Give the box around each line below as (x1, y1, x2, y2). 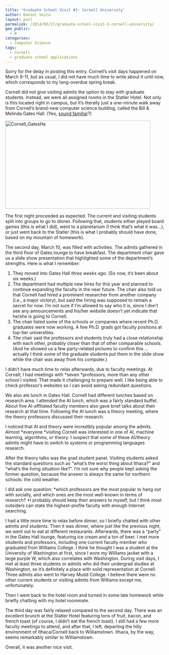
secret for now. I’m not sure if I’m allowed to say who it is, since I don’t (12, 303, 158, 309)
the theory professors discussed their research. (5, 414, 104, 420)
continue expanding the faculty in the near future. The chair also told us (12, 286, 162, 293)
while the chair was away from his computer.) (12, 356, 107, 362)
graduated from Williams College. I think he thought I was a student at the (5, 544, 158, 551)
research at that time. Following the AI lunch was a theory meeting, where (5, 409, 158, 415)
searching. (5, 508, 28, 514)
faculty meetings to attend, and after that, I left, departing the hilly (5, 624, 142, 630)
